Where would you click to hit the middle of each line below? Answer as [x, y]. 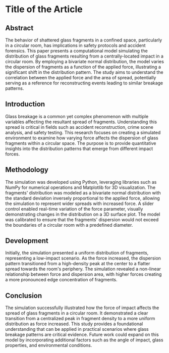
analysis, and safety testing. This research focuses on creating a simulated [83, 132]
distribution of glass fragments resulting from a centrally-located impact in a [84, 56]
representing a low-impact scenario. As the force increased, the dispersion [83, 258]
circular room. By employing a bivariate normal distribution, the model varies [84, 61]
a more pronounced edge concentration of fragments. [61, 280]
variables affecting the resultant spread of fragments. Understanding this [81, 122]
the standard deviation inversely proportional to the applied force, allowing [82, 198]
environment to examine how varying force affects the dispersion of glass [82, 138]
